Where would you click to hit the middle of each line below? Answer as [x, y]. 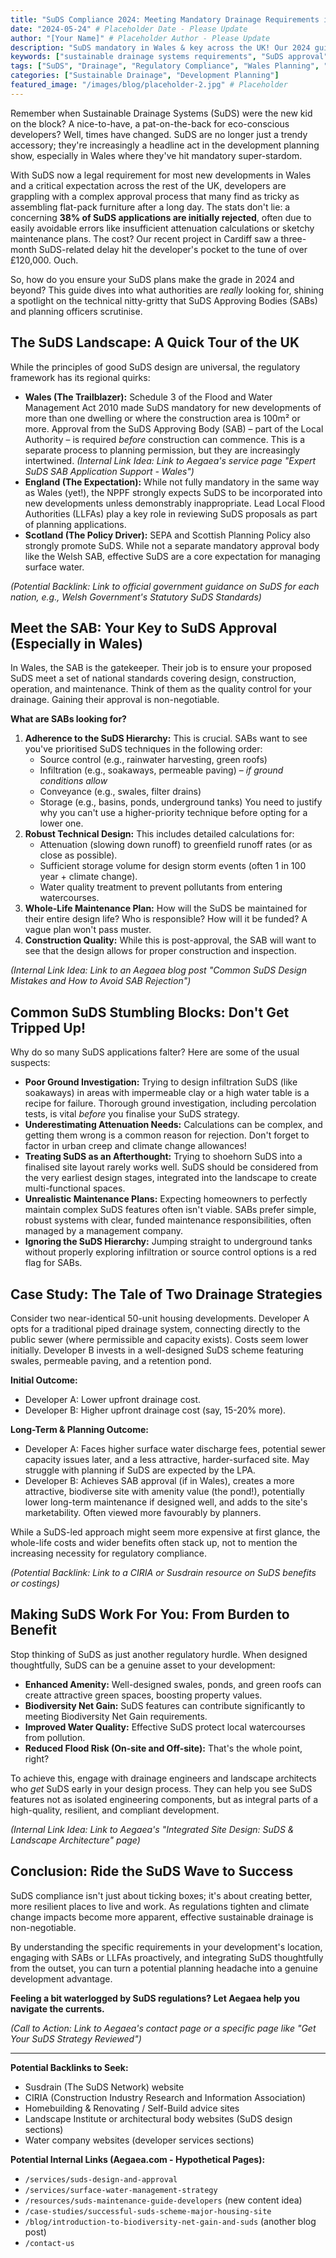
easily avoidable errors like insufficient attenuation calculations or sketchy [162, 228]
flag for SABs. [53, 1263]
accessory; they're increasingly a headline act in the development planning [165, 145]
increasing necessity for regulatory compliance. [109, 1553]
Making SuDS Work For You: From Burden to [150, 1614]
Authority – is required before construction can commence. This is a [165, 439]
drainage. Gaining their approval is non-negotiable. [115, 700]
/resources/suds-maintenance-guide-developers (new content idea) [163, 2200]
